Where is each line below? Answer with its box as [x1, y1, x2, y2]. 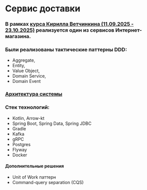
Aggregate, [12, 57, 36, 63]
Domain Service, [12, 73, 46, 79]
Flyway [12, 147, 27, 152]
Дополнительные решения [5, 163, 64, 169]
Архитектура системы [5, 91, 63, 98]
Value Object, [12, 68, 40, 74]
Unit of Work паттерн [12, 174, 56, 180]
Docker [12, 152, 28, 158]
